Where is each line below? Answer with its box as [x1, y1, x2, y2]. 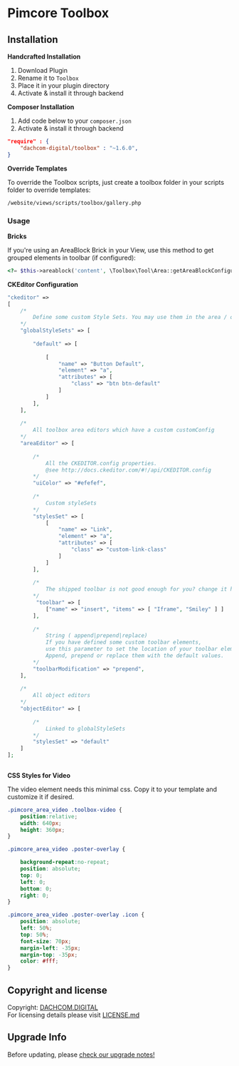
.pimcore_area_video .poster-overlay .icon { [7, 911, 144, 918]
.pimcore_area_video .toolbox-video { [7, 806, 122, 813]
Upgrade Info [7, 1031, 67, 1043]
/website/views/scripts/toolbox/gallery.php [7, 199, 142, 206]
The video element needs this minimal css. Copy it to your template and [7, 785, 218, 793]
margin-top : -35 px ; [20, 951, 78, 958]
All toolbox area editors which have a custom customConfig [33, 427, 215, 434]
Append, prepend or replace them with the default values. [45, 652, 224, 659]
